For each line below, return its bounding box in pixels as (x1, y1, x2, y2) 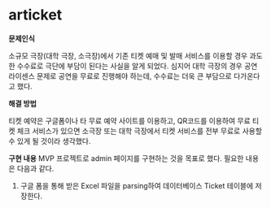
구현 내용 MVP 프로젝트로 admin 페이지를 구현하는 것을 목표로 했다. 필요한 (8, 153, 244, 163)
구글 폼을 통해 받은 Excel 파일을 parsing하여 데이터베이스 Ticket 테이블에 (20, 180, 254, 190)
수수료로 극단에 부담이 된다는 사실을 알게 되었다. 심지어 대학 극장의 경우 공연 (16, 61, 258, 71)
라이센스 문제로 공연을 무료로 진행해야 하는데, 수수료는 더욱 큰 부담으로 (8, 71, 232, 80)
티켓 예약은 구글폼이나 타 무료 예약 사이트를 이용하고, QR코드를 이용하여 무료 (8, 115, 251, 125)
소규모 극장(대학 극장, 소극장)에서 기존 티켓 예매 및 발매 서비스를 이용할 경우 (8, 50, 248, 60)
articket (8, 6, 63, 24)
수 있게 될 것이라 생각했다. (8, 136, 91, 145)
